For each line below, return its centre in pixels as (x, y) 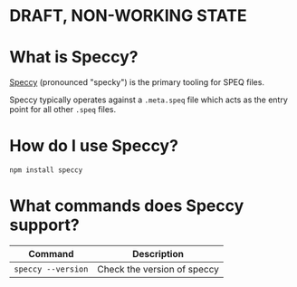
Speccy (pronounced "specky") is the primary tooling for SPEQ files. (137, 82)
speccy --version (51, 269)
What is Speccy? (74, 57)
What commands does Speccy (127, 206)
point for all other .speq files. (63, 110)
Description (158, 254)
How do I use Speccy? (94, 146)
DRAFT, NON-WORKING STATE (128, 16)
